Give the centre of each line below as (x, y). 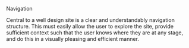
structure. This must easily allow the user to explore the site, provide (90, 26)
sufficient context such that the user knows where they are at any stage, (94, 33)
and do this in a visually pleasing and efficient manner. (73, 39)
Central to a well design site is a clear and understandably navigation (91, 20)
